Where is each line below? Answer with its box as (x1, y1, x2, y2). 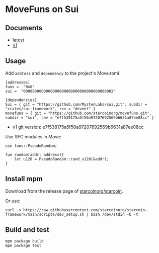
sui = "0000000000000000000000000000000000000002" (5, 89, 116, 94)
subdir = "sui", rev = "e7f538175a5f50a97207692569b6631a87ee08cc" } (5, 115, 154, 120)
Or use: (5, 198, 21, 204)
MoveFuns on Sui (5, 4, 79, 15)
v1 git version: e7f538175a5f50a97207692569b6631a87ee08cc (12, 124, 144, 130)
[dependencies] (5, 97, 37, 103)
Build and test (5, 225, 49, 234)
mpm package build (5, 239, 44, 244)
